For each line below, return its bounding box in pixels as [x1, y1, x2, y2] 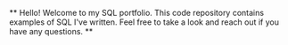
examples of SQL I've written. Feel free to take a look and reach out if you [9, 17, 279, 27]
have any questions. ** [9, 26, 94, 36]
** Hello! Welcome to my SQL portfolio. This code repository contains [9, 8, 265, 18]
